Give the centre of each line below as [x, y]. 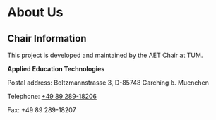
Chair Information [47, 38]
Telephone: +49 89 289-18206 [52, 96]
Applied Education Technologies [56, 69]
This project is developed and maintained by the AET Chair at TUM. [105, 55]
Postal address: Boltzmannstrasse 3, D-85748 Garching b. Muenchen [108, 83]
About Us [35, 12]
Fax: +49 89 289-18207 [42, 110]
